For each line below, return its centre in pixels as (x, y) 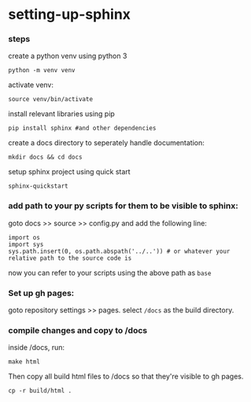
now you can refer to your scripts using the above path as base (110, 272)
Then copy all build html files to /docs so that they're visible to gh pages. (126, 376)
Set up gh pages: (41, 293)
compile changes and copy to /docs (78, 330)
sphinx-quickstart (38, 186)
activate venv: (31, 85)
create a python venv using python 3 (68, 56)
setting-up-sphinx (70, 15)
